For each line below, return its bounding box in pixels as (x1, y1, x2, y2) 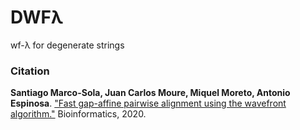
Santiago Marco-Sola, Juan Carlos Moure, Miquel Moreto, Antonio (10, 87, 291, 99)
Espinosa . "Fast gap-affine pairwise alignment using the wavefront (10, 97, 287, 110)
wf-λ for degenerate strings (10, 39, 125, 51)
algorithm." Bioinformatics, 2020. (10, 108, 147, 120)
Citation (10, 64, 50, 78)
